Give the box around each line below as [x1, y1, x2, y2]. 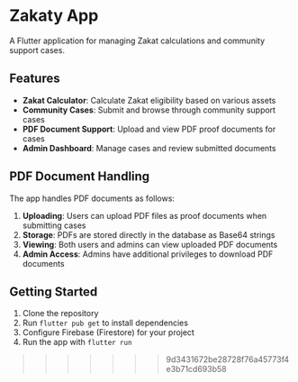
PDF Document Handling [9, 168, 150, 185]
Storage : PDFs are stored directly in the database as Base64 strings [22, 229, 275, 240]
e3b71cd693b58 [166, 364, 227, 375]
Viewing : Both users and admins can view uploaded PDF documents [22, 239, 278, 250]
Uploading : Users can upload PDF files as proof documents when [22, 210, 267, 221]
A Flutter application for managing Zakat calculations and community [9, 35, 266, 46]
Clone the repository [22, 308, 99, 319]
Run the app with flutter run [22, 337, 132, 348]
